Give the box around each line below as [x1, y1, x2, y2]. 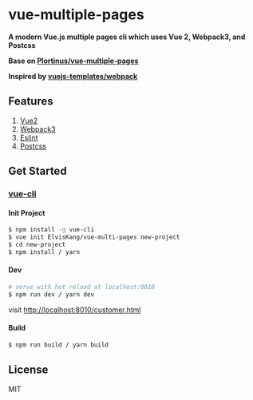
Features [8, 94, 53, 109]
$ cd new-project [8, 241, 66, 249]
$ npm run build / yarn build [8, 341, 109, 349]
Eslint [19, 133, 38, 142]
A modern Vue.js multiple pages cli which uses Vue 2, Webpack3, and [8, 32, 246, 42]
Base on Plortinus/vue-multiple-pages [8, 56, 139, 65]
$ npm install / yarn [8, 248, 81, 256]
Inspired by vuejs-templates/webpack [8, 71, 138, 81]
